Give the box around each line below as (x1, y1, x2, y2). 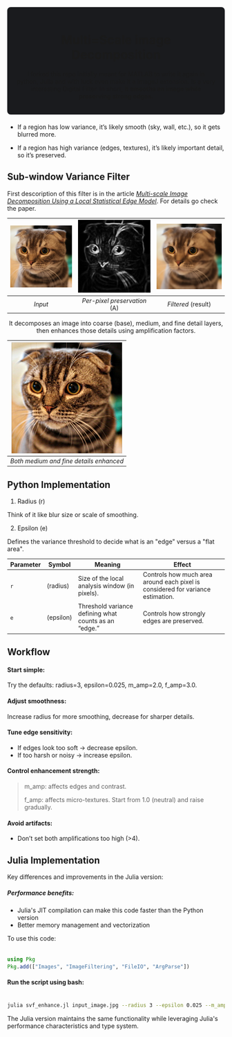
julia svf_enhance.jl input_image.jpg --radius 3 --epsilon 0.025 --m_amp (7, 1002, 227, 1009)
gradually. (23, 803, 53, 811)
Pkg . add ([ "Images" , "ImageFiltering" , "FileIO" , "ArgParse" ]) (7, 963, 190, 970)
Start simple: (7, 665, 45, 674)
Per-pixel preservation (81, 296, 147, 304)
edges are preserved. (142, 617, 204, 625)
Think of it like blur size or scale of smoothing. (7, 511, 139, 519)
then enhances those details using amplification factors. (36, 326, 196, 335)
